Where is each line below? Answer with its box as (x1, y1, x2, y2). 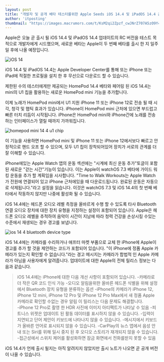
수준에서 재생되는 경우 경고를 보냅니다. (5, 220, 78, 225)
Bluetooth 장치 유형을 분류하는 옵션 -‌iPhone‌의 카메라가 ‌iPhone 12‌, (26, 286, 154, 292)
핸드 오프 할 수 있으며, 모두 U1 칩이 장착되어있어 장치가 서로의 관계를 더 (21, 144, 157, 150)
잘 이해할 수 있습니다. (5, 150, 45, 156)
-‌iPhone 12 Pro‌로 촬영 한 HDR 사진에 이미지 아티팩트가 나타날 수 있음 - (17, 304, 152, 310)
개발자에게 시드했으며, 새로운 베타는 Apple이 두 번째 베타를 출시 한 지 (18, 41, 150, 47)
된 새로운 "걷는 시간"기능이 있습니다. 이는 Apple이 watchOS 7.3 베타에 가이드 (5, 166, 153, 172)
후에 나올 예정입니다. (10, 47, 50, 53)
